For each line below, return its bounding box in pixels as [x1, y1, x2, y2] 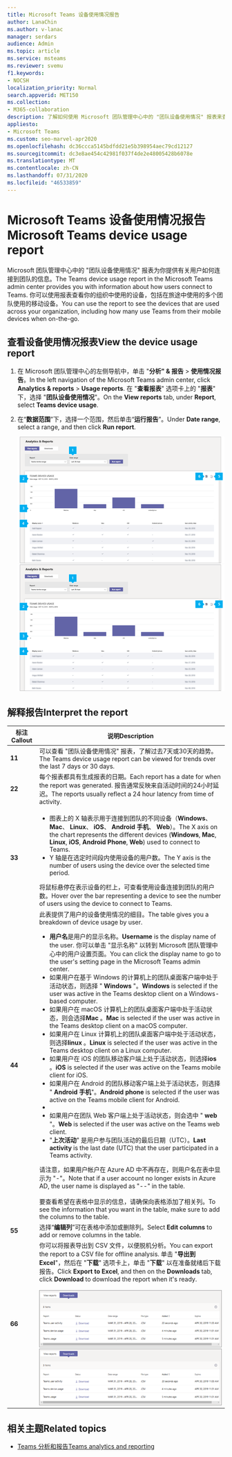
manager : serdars [7, 33, 57, 40]
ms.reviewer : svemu [7, 62, 64, 69]
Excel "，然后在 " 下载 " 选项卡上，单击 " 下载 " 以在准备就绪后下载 [39, 1259, 221, 1267]
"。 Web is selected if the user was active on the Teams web [49, 1119, 220, 1128]
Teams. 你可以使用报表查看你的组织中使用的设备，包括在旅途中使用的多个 [7, 290, 217, 299]
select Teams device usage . [17, 401, 99, 409]
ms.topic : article [7, 48, 60, 55]
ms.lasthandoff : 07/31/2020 [7, 172, 88, 180]
